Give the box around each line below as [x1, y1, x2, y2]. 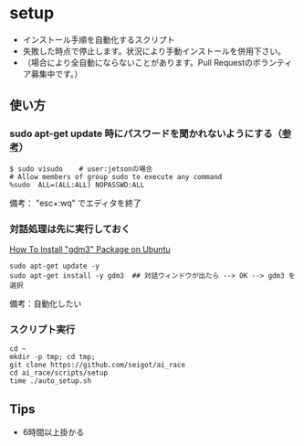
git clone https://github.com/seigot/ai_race [9, 360, 185, 370]
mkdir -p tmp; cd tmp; [9, 353, 96, 362]
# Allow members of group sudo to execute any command [9, 172, 223, 181]
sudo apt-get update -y [9, 261, 100, 271]
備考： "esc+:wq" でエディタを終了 [9, 197, 142, 208]
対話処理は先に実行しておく [9, 222, 131, 235]
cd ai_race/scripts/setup [9, 368, 108, 377]
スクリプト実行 [9, 323, 76, 335]
